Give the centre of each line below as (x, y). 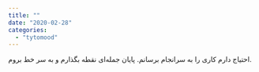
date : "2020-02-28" (40, 23)
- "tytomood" (37, 37)
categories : (28, 30)
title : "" (24, 15)
